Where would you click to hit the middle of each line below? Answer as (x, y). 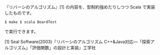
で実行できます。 (21, 32)
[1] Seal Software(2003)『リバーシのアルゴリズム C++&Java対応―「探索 (78, 42)
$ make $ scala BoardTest (31, 22)
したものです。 (19, 13)
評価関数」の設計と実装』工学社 (64, 48)
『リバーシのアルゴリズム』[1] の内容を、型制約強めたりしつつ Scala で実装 (80, 7)
